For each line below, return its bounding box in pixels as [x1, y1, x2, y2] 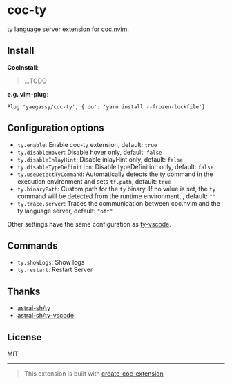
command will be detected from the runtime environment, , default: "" [17, 192, 216, 200]
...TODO [23, 77, 47, 85]
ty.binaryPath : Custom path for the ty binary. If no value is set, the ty [17, 184, 216, 193]
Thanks [7, 285, 41, 297]
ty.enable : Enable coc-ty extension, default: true [17, 140, 157, 148]
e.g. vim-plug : [7, 90, 49, 98]
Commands [7, 240, 59, 251]
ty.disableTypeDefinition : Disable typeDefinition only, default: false [17, 162, 214, 171]
